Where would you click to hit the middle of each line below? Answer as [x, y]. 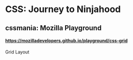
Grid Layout [17, 52]
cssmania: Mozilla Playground [53, 28]
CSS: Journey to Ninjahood [63, 9]
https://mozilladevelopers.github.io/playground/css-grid [66, 41]
